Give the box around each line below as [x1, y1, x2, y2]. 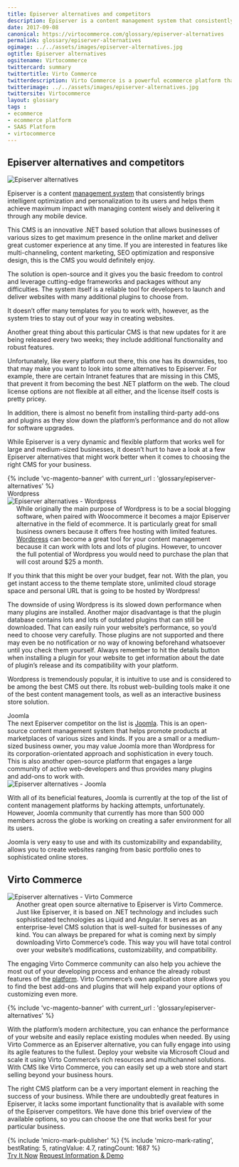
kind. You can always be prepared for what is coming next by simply [16, 931, 217, 939]
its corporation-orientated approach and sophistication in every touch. [7, 749, 213, 758]
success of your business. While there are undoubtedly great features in [7, 1092, 219, 1100]
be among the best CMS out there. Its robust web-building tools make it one [7, 682, 230, 691]
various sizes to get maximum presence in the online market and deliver [7, 233, 218, 242]
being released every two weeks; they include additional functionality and [7, 335, 223, 344]
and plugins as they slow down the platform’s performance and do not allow [7, 416, 230, 425]
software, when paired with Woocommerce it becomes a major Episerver [16, 512, 230, 521]
